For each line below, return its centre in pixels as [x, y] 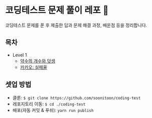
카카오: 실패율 [33, 67]
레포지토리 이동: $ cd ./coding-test [49, 104]
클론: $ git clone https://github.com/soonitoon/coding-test [77, 97]
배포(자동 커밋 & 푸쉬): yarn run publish [53, 110]
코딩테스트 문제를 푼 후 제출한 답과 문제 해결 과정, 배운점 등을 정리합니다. [76, 25]
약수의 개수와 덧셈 [37, 61]
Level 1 [20, 55]
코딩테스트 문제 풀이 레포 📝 [57, 10]
